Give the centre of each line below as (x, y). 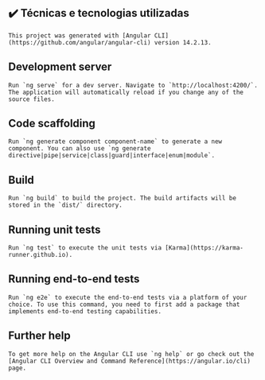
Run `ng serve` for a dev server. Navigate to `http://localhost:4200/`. (133, 85)
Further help (40, 336)
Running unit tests (55, 229)
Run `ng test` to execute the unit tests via (85, 248)
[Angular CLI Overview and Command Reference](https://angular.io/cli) (129, 361)
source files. (32, 99)
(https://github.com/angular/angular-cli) (80, 42)
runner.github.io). (41, 255)
